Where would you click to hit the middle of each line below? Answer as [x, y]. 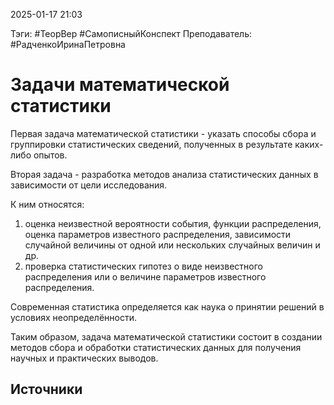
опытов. [50, 155]
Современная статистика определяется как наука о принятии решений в [167, 306]
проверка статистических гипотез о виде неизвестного [143, 266]
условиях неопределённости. [74, 317]
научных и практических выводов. [84, 358]
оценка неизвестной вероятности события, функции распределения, [173, 223]
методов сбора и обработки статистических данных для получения [156, 347]
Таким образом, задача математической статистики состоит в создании [166, 336]
